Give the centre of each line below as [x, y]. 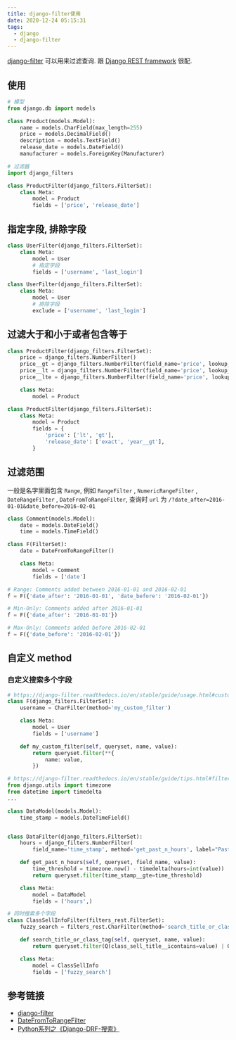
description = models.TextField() [70, 141]
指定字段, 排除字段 [47, 229]
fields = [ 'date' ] [59, 577]
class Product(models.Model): [52, 121]
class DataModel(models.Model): [54, 811]
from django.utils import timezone [59, 785]
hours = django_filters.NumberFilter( [77, 843]
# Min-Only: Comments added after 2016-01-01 [75, 609]
